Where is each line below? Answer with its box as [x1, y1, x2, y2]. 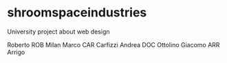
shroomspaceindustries [7, 5, 147, 21]
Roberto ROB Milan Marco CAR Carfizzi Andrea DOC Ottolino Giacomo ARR [7, 40, 220, 49]
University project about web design [7, 27, 110, 36]
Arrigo [7, 48, 25, 56]
